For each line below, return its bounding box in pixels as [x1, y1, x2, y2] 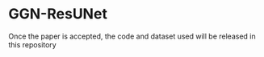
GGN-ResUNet [8, 5, 107, 23]
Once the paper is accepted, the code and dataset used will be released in [8, 31, 256, 41]
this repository [8, 39, 57, 49]
